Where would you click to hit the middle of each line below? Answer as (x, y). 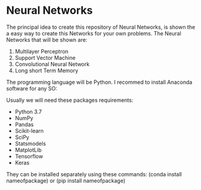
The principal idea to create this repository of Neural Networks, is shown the (101, 27)
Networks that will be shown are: (47, 40)
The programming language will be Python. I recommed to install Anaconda (99, 82)
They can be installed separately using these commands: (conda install (94, 174)
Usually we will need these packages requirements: (70, 100)
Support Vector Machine (45, 58)
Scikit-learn (29, 131)
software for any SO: (32, 88)
